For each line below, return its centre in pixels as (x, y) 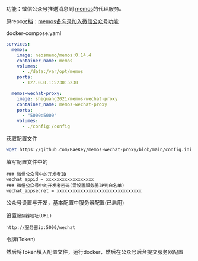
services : (18, 44)
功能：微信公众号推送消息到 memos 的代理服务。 (65, 9)
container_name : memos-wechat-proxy (62, 104)
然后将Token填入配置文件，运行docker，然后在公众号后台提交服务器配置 (95, 252)
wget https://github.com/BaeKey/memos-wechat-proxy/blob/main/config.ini (99, 150)
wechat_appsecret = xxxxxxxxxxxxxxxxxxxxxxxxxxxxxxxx (74, 191)
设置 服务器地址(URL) (29, 215)
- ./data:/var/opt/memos (52, 72)
